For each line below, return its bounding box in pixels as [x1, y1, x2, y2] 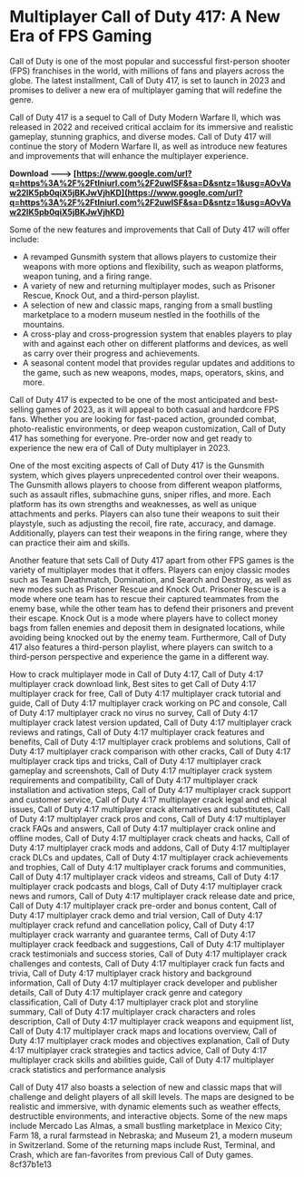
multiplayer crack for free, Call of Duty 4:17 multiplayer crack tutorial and [9, 688, 281, 699]
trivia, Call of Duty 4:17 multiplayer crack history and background [9, 967, 252, 978]
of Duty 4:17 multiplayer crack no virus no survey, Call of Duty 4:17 [9, 707, 259, 718]
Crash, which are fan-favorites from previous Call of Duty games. [9, 1149, 254, 1160]
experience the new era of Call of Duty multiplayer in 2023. [9, 442, 230, 453]
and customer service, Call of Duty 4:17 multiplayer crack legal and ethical [9, 794, 288, 805]
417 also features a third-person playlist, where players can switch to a [9, 642, 274, 652]
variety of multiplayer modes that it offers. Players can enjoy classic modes [9, 564, 290, 575]
